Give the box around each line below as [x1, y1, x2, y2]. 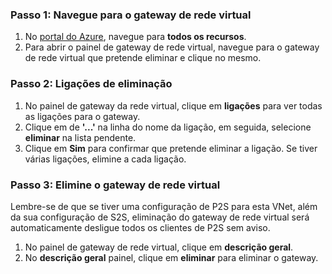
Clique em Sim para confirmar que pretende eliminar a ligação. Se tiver [24, 142, 318, 154]
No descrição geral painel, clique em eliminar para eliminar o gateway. [24, 251, 319, 263]
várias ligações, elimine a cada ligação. [24, 153, 187, 165]
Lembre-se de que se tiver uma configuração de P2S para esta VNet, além [10, 200, 318, 212]
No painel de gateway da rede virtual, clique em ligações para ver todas [24, 99, 323, 112]
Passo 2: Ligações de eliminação [10, 77, 173, 91]
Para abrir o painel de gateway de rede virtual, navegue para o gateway [24, 41, 320, 53]
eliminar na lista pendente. [24, 131, 137, 143]
